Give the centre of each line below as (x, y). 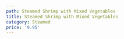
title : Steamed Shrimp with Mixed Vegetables (62, 17)
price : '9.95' (23, 27)
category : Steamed (28, 22)
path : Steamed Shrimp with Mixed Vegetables (61, 11)
